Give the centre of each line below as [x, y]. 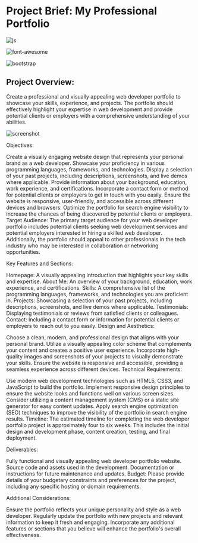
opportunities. [23, 251]
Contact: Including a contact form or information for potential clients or [93, 319]
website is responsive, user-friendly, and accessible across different [90, 201]
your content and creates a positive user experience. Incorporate [86, 350]
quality [15, 356]
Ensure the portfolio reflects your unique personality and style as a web [94, 510]
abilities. [16, 122]
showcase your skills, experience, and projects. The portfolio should [90, 103]
